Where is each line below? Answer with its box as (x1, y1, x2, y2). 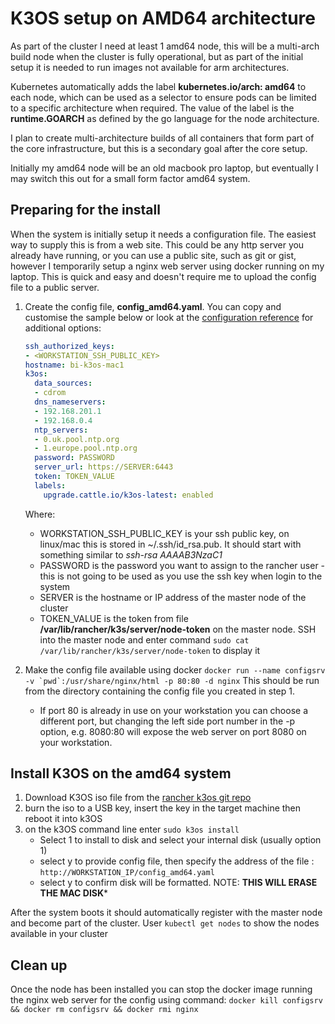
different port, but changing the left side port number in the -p (39, 715, 296, 727)
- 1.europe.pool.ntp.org (34, 443, 138, 454)
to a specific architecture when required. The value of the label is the (10, 102, 295, 114)
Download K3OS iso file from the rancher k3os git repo (24, 792, 252, 804)
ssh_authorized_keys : (24, 341, 115, 351)
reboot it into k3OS (24, 813, 103, 825)
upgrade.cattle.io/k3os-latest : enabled (43, 490, 214, 500)
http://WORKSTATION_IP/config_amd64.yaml (39, 868, 215, 878)
